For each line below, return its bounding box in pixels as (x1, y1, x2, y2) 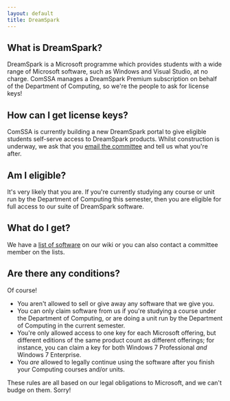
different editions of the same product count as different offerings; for (16, 336, 215, 344)
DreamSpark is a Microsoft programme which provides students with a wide (7, 60, 222, 69)
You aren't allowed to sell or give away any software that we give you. (16, 299, 215, 307)
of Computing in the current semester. (16, 321, 126, 329)
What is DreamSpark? (7, 42, 103, 54)
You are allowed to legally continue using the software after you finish (16, 358, 215, 366)
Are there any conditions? (7, 268, 120, 279)
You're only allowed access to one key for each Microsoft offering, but (16, 328, 216, 337)
